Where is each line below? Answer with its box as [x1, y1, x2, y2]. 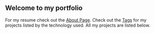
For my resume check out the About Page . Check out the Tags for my [5, 17, 147, 23]
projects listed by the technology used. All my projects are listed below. [5, 22, 151, 28]
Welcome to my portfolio [5, 4, 83, 12]
